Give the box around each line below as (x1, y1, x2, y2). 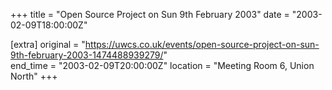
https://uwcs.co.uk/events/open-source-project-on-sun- (84, 39, 320, 50)
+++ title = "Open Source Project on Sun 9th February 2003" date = (10, 9, 290, 20)
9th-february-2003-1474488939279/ (10, 49, 164, 61)
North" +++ (10, 70, 58, 82)
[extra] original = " (10, 39, 86, 50)
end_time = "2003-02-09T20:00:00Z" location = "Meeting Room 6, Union (10, 60, 315, 71)
